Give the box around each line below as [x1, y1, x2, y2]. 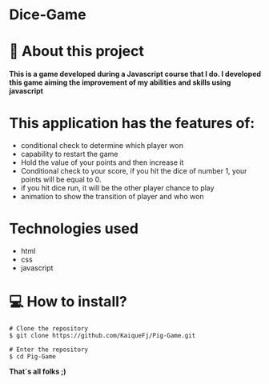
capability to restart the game [20, 149, 118, 158]
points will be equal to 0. [20, 174, 102, 184]
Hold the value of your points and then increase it [20, 158, 184, 167]
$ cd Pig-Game [9, 352, 57, 361]
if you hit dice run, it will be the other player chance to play [20, 182, 215, 193]
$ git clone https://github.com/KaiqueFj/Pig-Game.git [9, 331, 196, 339]
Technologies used [9, 220, 139, 238]
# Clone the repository [9, 324, 89, 333]
